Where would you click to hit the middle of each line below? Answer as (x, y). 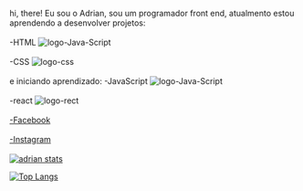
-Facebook (30, 120)
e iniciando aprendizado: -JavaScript (79, 81)
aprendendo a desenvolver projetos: (78, 23)
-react (21, 101)
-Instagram (31, 139)
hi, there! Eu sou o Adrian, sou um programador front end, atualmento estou (152, 13)
